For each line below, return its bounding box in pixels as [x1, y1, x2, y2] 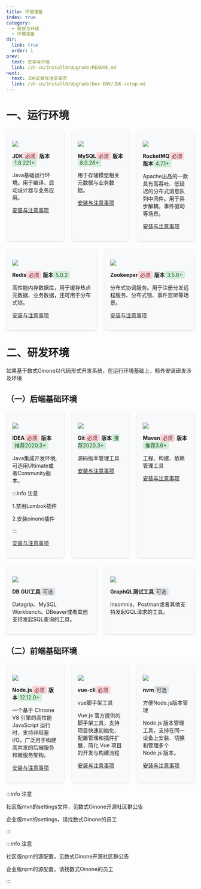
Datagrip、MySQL [12, 601, 57, 608]
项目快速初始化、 [77, 726, 120, 733]
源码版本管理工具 [77, 454, 120, 461]
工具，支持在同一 [142, 726, 185, 733]
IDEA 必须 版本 [12, 434, 52, 442]
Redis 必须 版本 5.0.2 [12, 272, 68, 279]
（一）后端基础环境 [6, 394, 77, 404]
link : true [11, 42, 39, 48]
